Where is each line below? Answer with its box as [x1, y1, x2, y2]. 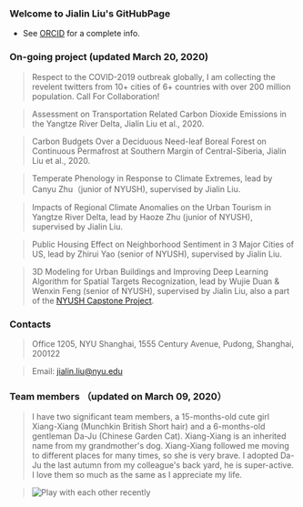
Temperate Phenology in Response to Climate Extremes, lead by [31, 172, 273, 184]
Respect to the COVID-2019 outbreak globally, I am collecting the [31, 71, 276, 82]
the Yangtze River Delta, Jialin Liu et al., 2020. [31, 117, 205, 129]
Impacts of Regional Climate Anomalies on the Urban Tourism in [31, 201, 271, 212]
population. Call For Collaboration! [31, 90, 160, 102]
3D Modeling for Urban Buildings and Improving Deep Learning [31, 266, 268, 277]
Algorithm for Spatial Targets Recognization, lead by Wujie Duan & [31, 276, 280, 287]
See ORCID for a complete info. [22, 28, 141, 39]
